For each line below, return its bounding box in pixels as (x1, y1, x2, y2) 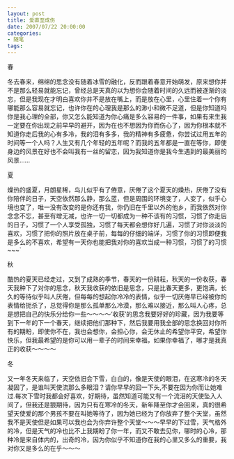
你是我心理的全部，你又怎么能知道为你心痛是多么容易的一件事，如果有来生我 (7, 112, 227, 121)
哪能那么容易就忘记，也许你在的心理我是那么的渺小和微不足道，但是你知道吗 (7, 104, 227, 112)
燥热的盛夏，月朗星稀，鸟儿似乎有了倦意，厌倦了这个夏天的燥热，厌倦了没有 (7, 186, 227, 194)
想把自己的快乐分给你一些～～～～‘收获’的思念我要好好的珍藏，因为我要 (13, 310, 218, 318)
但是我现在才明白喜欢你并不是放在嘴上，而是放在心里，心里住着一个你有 (19, 95, 227, 103)
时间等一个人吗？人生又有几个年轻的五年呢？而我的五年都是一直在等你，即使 (7, 139, 227, 146)
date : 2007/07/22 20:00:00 (7, 23, 86, 30)
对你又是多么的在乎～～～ (7, 444, 81, 452)
